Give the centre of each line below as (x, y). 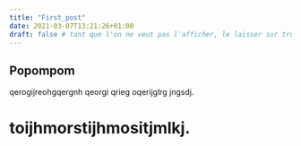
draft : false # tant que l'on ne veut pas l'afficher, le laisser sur (144, 34)
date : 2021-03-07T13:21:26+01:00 (72, 26)
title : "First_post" (48, 17)
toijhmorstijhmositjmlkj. (100, 129)
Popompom (42, 70)
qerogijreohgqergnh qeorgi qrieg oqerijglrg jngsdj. (102, 92)
